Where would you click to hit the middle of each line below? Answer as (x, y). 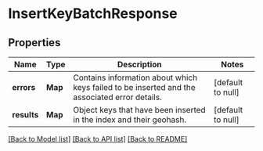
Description (139, 65)
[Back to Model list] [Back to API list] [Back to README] (98, 139)
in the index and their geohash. (130, 120)
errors (24, 87)
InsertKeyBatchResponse (93, 14)
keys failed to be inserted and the (134, 87)
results (25, 115)
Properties (34, 43)
